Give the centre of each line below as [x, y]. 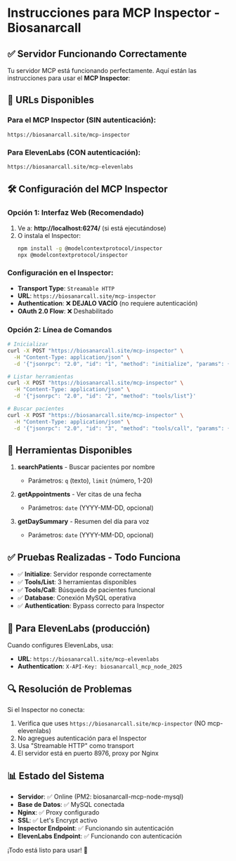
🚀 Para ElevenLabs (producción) [79, 628]
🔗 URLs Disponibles [51, 100]
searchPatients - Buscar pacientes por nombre [86, 467]
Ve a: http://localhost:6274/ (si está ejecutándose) [92, 228]
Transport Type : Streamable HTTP [66, 288]
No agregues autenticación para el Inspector [82, 738]
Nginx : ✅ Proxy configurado [58, 812]
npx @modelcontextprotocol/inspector [73, 255]
